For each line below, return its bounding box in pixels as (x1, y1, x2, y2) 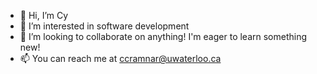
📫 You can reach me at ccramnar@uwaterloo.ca (19, 53, 222, 64)
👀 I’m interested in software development (19, 20, 190, 32)
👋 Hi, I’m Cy (19, 10, 69, 21)
